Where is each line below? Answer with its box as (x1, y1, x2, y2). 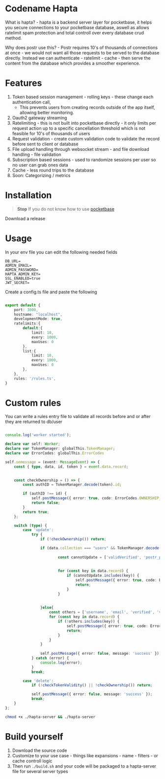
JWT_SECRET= (5, 280, 29, 285)
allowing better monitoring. (19, 109, 74, 115)
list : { (23, 349, 36, 354)
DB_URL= (5, 258, 21, 264)
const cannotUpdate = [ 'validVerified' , (57, 555, 141, 560)
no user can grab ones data (12, 162, 68, 168)
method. (5, 35, 22, 41)
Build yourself (5, 731, 63, 742)
